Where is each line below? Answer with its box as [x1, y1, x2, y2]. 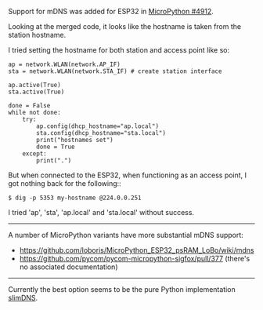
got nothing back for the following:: [8, 179, 121, 188]
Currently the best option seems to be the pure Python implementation [8, 285, 236, 294]
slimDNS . [8, 294, 38, 302]
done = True [36, 143, 76, 151]
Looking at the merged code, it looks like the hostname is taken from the [8, 22, 241, 31]
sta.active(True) [8, 88, 65, 96]
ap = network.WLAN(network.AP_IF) [8, 60, 121, 68]
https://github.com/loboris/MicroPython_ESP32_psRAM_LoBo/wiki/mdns [19, 246, 254, 254]
